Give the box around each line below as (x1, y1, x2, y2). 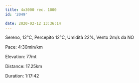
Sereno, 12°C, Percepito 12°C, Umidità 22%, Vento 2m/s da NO (5, 34, 135, 40)
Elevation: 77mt (5, 54, 37, 60)
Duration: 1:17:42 (5, 73, 39, 79)
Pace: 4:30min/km (5, 44, 43, 50)
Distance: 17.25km (5, 63, 42, 70)
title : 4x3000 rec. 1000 (5, 7, 57, 12)
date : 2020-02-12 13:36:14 (5, 21, 61, 26)
